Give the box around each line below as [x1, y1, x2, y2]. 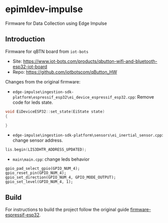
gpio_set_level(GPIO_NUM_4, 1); [5, 180, 73, 185]
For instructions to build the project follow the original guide [5, 206, 130, 213]
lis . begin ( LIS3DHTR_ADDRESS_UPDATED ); [5, 147, 87, 152]
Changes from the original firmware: [5, 78, 81, 84]
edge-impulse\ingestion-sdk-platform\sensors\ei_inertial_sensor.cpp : [12, 132, 163, 138]
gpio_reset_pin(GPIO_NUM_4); [5, 170, 67, 175]
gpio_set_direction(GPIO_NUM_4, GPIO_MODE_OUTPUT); [5, 175, 116, 180]
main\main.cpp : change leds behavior [12, 156, 90, 162]
